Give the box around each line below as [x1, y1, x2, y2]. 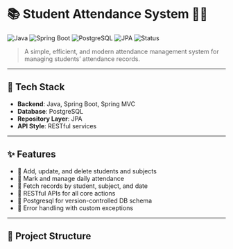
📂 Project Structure [7, 230, 92, 242]
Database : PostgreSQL [17, 107, 84, 115]
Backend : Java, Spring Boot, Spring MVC [17, 99, 136, 108]
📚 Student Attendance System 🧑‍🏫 [7, 6, 208, 22]
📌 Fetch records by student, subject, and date [17, 182, 148, 190]
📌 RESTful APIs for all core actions [17, 189, 116, 197]
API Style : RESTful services [17, 121, 97, 130]
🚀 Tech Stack [7, 81, 65, 93]
